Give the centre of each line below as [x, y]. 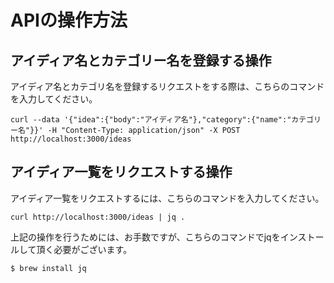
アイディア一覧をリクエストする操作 [121, 172]
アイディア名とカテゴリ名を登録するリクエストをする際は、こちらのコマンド [167, 86]
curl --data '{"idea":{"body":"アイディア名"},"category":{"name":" [151, 120]
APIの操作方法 [69, 20]
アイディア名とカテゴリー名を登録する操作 [141, 60]
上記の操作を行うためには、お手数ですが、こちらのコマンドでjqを [145, 237]
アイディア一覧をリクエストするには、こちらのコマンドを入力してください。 [167, 198]
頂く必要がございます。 [84, 249]
